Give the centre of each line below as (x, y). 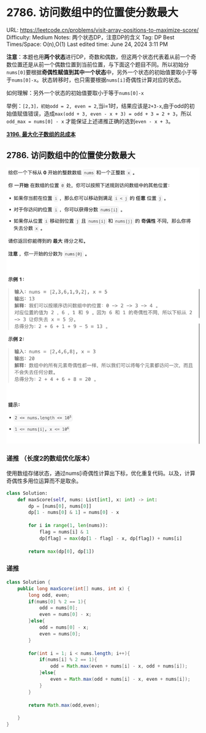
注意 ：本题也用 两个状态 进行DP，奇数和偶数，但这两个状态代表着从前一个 (99, 56)
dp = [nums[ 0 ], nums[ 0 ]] (60, 506)
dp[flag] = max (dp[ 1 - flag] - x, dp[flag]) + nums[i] (111, 538)
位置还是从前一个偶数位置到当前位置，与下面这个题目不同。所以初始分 (100, 64)
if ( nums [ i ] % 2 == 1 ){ (68, 660)
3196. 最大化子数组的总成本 (41, 134)
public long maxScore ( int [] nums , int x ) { (74, 589)
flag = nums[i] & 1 (64, 532)
